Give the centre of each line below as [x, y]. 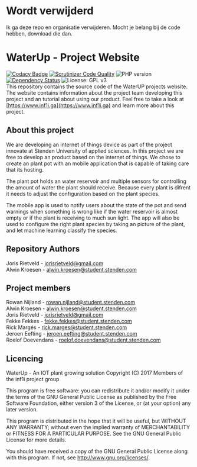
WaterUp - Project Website [73, 58]
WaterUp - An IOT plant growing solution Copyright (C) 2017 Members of [95, 373]
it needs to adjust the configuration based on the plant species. [83, 194]
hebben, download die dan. [39, 33]
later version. [22, 410]
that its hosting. [25, 169]
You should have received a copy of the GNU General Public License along [97, 452]
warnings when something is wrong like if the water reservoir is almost [92, 211]
